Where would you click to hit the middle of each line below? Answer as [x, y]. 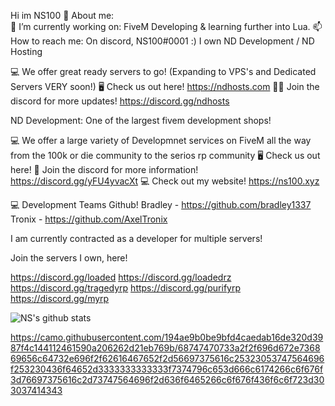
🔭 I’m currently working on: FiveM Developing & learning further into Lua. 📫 [166, 26]
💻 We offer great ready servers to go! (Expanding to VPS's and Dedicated [163, 71]
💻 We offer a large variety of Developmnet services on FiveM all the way [161, 140]
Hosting [26, 51]
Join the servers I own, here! [69, 258]
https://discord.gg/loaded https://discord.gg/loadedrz [121, 277]
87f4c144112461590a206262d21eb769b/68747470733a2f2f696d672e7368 [165, 348]
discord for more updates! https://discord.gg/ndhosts [120, 101]
